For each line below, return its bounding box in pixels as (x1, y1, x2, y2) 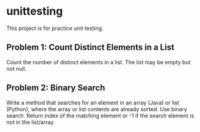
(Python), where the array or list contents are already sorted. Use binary (6, 105, 188, 112)
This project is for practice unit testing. (6, 24, 104, 32)
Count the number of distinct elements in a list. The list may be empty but (6, 58, 191, 65)
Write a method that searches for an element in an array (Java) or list (6, 99, 180, 106)
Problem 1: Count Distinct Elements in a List (6, 42, 175, 53)
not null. (6, 65, 27, 72)
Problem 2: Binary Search (6, 82, 105, 93)
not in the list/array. (6, 118, 55, 126)
